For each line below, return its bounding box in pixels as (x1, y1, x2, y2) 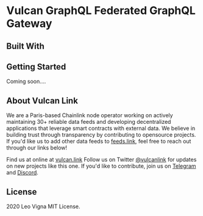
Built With (6, 41, 45, 51)
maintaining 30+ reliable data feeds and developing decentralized (6, 118, 171, 126)
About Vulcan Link (6, 95, 78, 106)
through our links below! (6, 144, 68, 151)
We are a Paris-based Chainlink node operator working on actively (6, 112, 173, 119)
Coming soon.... (6, 77, 46, 85)
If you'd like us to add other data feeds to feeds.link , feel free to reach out (6, 138, 191, 145)
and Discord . (6, 169, 38, 176)
